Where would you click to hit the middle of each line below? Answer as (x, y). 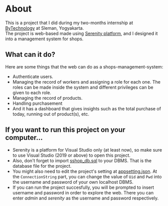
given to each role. (32, 92)
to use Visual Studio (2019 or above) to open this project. (71, 155)
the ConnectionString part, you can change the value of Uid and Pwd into (87, 176)
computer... (24, 138)
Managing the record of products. (48, 98)
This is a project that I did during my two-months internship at (69, 23)
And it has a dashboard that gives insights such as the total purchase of (87, 108)
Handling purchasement (37, 103)
